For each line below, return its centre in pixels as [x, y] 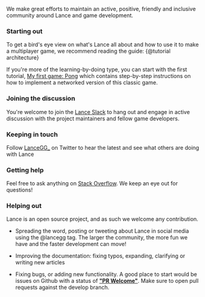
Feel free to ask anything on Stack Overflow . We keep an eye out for [92, 183]
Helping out [24, 206]
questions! [20, 190]
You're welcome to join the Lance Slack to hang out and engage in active [98, 112]
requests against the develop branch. [62, 287]
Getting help [25, 170]
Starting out [24, 31]
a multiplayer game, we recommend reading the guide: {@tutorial [88, 51]
